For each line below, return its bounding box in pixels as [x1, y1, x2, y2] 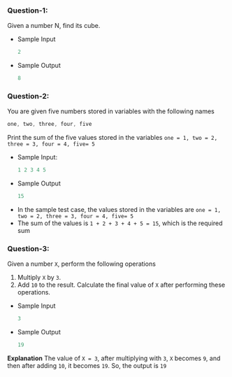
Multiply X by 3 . [17, 273, 61, 282]
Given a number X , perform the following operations [7, 259, 156, 268]
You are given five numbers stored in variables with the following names [7, 107, 215, 115]
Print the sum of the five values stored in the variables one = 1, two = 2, [7, 134, 218, 142]
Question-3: [7, 243, 50, 253]
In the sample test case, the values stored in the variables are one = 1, [17, 205, 222, 213]
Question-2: [7, 91, 50, 101]
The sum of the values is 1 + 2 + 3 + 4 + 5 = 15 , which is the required [17, 219, 223, 227]
